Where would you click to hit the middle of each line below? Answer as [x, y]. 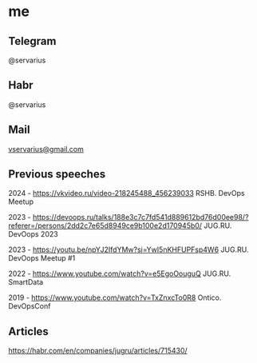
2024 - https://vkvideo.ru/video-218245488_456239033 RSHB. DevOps [127, 193]
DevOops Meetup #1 [42, 258]
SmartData [26, 282]
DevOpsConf [30, 306]
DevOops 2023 [33, 234]
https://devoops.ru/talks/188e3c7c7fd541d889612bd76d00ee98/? [140, 217]
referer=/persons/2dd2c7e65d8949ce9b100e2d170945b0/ [105, 225]
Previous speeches [57, 174]
